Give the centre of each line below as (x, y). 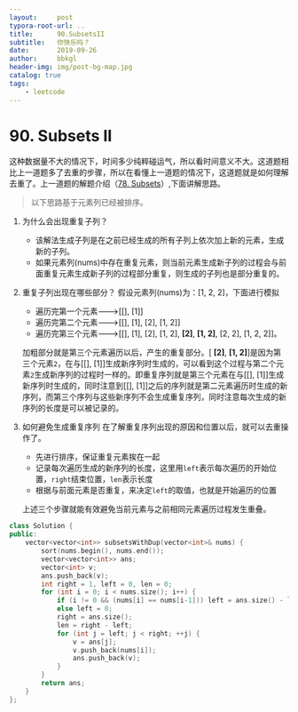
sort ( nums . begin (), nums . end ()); (103, 551)
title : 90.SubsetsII (57, 34)
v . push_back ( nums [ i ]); (114, 650)
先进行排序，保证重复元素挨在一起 (98, 457)
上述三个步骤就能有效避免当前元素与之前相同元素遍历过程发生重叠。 (146, 509)
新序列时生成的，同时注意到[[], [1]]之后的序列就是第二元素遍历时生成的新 (155, 386)
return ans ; (63, 684)
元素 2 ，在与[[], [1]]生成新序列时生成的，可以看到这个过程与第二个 (157, 364)
